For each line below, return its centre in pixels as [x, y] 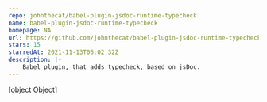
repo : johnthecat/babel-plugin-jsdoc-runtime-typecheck [103, 15]
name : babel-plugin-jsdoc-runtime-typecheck [83, 23]
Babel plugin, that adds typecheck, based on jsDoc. [112, 67]
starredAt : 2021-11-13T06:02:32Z [64, 52]
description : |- [35, 60]
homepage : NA [30, 30]
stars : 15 [25, 45]
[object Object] [33, 89]
